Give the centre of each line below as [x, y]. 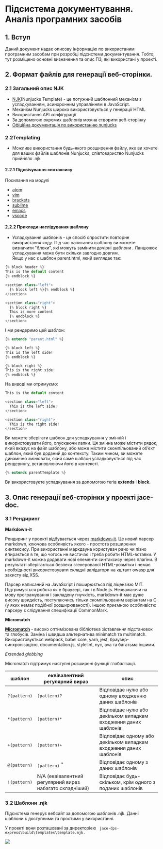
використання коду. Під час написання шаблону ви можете [74, 243]
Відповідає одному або [127, 736]
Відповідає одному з [124, 762]
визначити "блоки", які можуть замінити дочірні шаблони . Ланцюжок [84, 248]
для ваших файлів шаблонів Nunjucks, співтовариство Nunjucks [78, 153]
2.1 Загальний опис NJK [34, 89]
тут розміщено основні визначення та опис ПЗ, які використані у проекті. [81, 59]
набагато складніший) [63, 788]
